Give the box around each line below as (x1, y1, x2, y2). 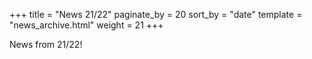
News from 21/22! (9, 39, 83, 50)
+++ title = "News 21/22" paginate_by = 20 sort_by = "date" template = (9, 9, 303, 20)
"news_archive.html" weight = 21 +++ (9, 19, 164, 31)
